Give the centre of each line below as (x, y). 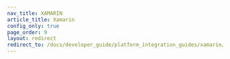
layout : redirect (32, 39)
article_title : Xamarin (41, 20)
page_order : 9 (27, 32)
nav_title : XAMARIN (35, 13)
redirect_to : (26, 45)
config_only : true (33, 26)
